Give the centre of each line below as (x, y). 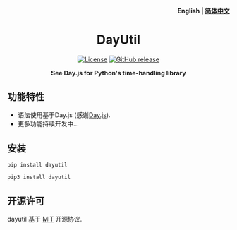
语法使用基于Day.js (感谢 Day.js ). (64, 115)
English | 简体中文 (203, 11)
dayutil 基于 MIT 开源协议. (45, 219)
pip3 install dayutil (39, 177)
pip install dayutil (38, 165)
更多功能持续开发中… (48, 124)
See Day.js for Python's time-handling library (119, 73)
